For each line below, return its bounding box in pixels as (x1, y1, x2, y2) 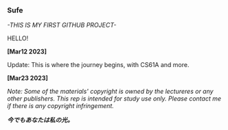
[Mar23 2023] (7, 74, 48, 82)
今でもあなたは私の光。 (7, 116, 73, 125)
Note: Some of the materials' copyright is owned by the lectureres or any (7, 88, 214, 96)
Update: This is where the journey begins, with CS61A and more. (7, 61, 190, 69)
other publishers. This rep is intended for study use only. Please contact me (7, 94, 222, 103)
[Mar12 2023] (7, 47, 47, 56)
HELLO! (7, 34, 29, 42)
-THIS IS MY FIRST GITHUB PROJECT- (7, 21, 117, 29)
